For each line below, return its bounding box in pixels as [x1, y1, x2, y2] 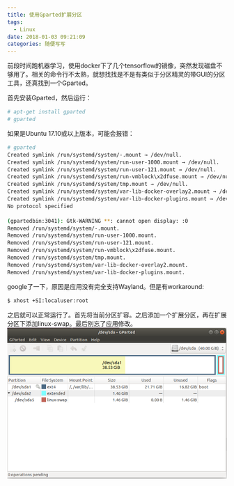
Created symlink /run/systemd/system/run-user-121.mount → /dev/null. [7, 166, 217, 173]
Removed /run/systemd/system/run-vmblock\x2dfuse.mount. [7, 247, 176, 254]
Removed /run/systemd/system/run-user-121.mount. [7, 240, 155, 246]
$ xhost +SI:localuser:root [7, 297, 89, 304]
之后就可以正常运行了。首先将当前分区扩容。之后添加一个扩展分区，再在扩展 [7, 311, 227, 319]
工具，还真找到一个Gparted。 [7, 79, 92, 87]
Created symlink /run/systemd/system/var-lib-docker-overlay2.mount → [7, 188, 217, 195]
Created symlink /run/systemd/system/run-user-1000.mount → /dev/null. [7, 159, 219, 166]
